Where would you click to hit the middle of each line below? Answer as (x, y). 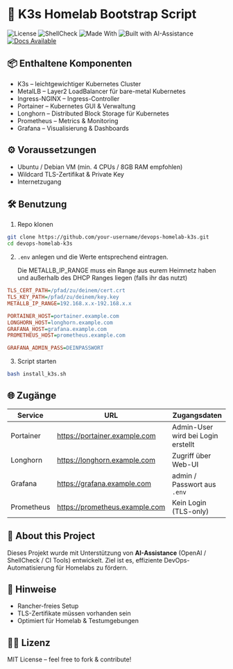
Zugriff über (192, 456)
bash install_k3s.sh (37, 374)
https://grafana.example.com (104, 483)
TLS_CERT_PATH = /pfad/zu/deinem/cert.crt (67, 291)
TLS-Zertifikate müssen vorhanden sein (74, 613)
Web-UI (185, 464)
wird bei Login (195, 435)
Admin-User (193, 427)
